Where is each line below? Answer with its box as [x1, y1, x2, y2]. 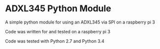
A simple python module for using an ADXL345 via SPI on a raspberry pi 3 [5, 19, 155, 25]
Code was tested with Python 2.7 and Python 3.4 [5, 38, 104, 44]
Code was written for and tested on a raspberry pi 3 [5, 28, 111, 34]
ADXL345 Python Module [5, 3, 112, 14]
